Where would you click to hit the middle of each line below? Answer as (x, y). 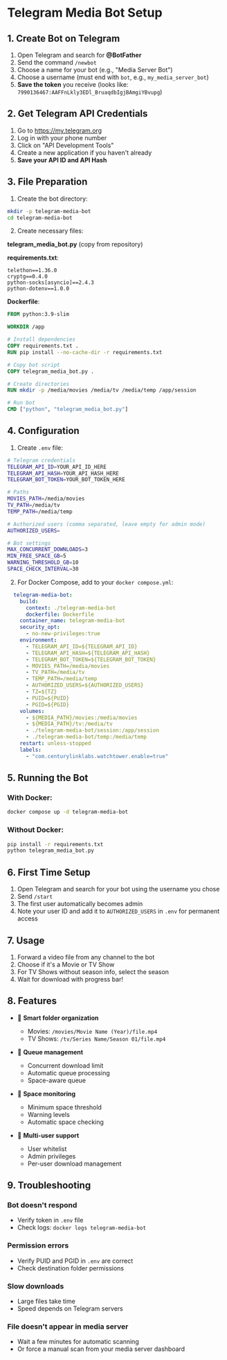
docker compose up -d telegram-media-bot (68, 812)
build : (29, 601)
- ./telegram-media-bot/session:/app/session (92, 730)
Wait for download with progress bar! (70, 979)
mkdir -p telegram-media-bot (49, 211)
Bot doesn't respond (42, 1205)
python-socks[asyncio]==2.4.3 (51, 283)
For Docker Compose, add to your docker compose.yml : (95, 582)
